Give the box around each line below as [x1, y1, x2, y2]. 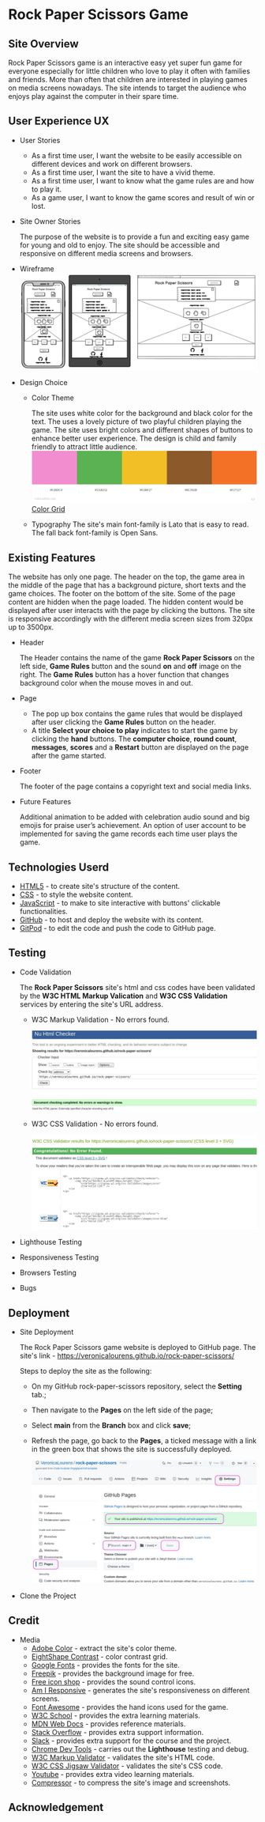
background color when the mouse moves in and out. [19, 679, 193, 688]
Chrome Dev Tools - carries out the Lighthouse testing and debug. [31, 1744, 249, 1753]
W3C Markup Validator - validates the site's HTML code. [31, 1752, 215, 1762]
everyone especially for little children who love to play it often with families [8, 66, 251, 76]
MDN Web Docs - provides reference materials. [31, 1718, 186, 1729]
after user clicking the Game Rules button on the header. [31, 717, 217, 727]
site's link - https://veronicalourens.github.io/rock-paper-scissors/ [19, 1351, 235, 1361]
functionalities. [19, 906, 69, 916]
